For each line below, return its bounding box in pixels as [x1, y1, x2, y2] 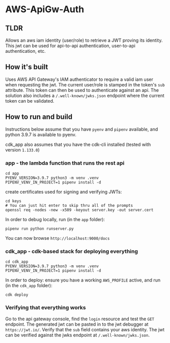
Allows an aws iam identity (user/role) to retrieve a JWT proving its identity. [5, 37, 163, 43]
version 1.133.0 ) [5, 146, 40, 153]
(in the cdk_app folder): [5, 283, 52, 289]
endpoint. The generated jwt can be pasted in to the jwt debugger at [5, 321, 149, 327]
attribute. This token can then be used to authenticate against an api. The [5, 87, 159, 93]
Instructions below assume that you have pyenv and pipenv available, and [5, 126, 158, 132]
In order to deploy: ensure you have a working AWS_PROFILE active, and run [5, 277, 161, 283]
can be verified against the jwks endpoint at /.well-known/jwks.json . [5, 332, 150, 338]
